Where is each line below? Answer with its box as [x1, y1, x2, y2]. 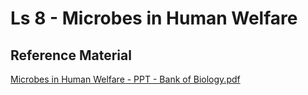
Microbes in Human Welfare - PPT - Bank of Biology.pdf [10, 73, 241, 85]
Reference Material [10, 47, 132, 64]
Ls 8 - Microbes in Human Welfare [10, 7, 298, 30]
